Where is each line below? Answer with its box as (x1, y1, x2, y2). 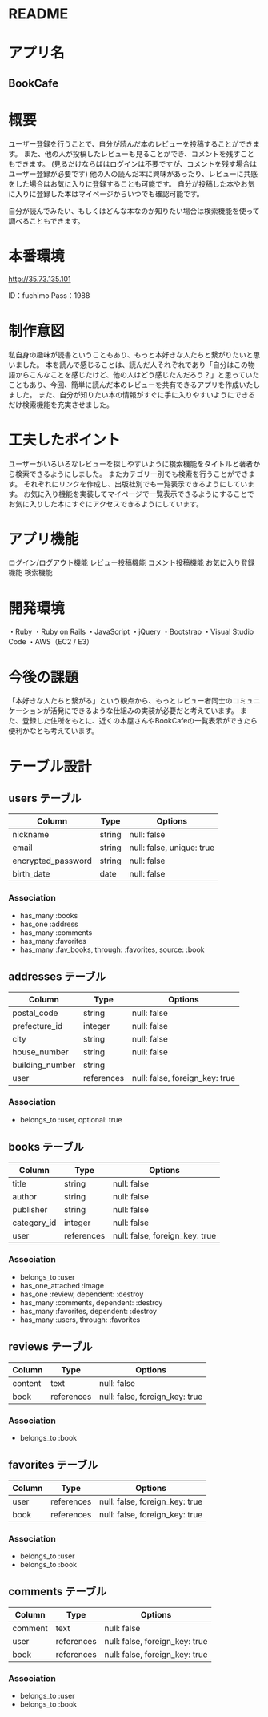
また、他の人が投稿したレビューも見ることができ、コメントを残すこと (23, 149, 254, 159)
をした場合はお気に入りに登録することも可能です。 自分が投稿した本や (8, 179, 242, 188)
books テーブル (8, 1140, 84, 1154)
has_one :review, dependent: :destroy (19, 1289, 144, 1299)
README (8, 5, 69, 23)
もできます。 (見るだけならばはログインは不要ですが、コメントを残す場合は (8, 159, 258, 168)
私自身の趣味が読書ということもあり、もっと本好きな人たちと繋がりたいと (8, 349, 254, 359)
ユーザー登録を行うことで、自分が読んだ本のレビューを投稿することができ (8, 139, 254, 148)
